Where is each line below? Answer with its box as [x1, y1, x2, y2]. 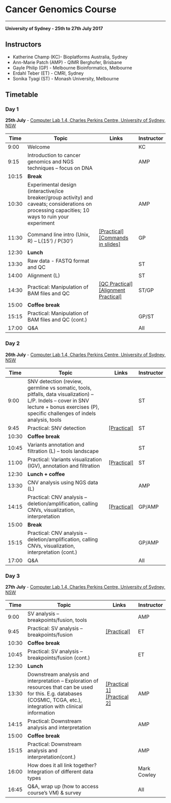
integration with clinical [27, 703, 83, 710]
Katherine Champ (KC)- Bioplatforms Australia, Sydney [12, 54, 128, 60]
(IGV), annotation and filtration [27, 462, 100, 469]
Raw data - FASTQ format [27, 257, 90, 265]
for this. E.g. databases [27, 690, 82, 697]
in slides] [99, 241, 121, 248]
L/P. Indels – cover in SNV [27, 397, 89, 404]
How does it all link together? [27, 762, 97, 769]
